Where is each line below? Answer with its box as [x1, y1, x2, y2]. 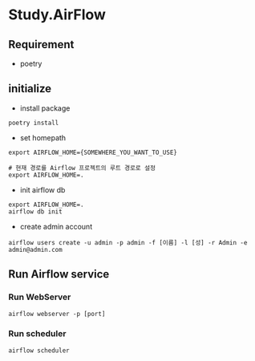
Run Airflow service [8, 267, 110, 282]
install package [19, 103, 71, 113]
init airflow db [19, 185, 66, 194]
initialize [8, 82, 52, 95]
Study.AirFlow [8, 6, 107, 24]
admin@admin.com [8, 245, 63, 254]
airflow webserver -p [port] [8, 310, 106, 318]
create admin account [19, 221, 93, 231]
